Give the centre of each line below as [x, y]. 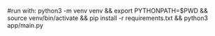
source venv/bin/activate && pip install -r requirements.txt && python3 [107, 18]
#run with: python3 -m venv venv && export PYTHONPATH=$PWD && [107, 11]
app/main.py [25, 25]
